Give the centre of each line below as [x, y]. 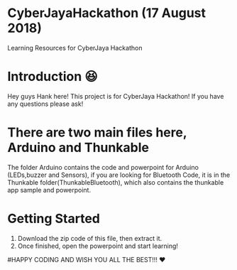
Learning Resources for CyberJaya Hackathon [75, 48]
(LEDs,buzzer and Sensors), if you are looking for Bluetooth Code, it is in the [119, 175]
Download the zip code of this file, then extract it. [90, 238]
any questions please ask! [45, 104]
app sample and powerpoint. [49, 190]
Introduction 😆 [53, 77]
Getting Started [54, 219]
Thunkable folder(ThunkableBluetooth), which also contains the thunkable [116, 182]
